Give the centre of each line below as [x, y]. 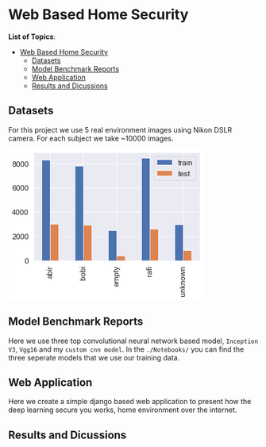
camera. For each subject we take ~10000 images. [91, 138]
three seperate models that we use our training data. [94, 357]
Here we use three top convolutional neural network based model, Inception [133, 341]
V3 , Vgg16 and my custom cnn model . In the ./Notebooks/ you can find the [126, 349]
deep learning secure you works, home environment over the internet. [123, 410]
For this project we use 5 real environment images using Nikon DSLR [120, 129]
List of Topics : [32, 37]
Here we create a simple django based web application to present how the [130, 402]
